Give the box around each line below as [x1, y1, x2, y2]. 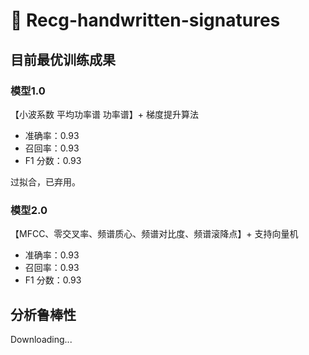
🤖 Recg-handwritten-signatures [10, 9, 281, 32]
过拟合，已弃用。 [10, 175, 81, 188]
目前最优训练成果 [10, 51, 116, 68]
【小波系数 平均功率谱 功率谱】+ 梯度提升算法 [10, 108, 200, 120]
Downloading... [10, 333, 73, 345]
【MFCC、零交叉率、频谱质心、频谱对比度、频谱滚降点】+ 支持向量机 [10, 228, 299, 240]
